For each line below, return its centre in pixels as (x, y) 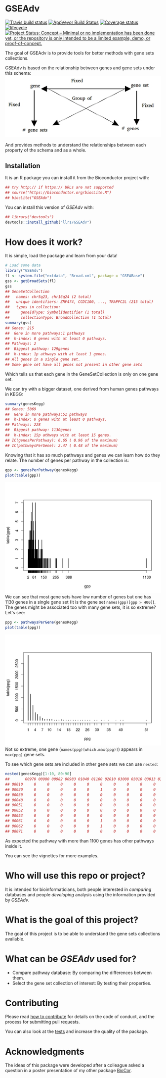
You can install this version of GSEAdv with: (49, 207)
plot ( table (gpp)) (23, 475)
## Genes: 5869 (21, 409)
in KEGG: (14, 394)
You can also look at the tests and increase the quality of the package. (77, 1031)
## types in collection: (33, 307)
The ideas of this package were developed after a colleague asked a (75, 1065)
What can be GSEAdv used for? (71, 959)
